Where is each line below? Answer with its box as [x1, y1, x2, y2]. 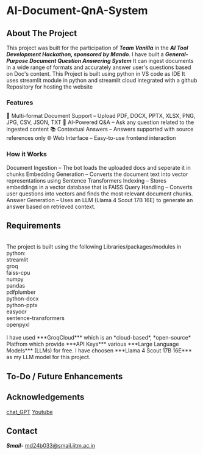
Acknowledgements [6, 392, 85, 402]
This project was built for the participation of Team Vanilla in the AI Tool [6, 44, 188, 51]
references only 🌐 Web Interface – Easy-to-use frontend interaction [6, 134, 176, 142]
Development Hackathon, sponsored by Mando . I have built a [6, 51, 164, 58]
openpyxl [6, 321, 30, 329]
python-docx [6, 295, 39, 302]
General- [165, 51, 189, 58]
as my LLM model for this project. [6, 354, 91, 361]
